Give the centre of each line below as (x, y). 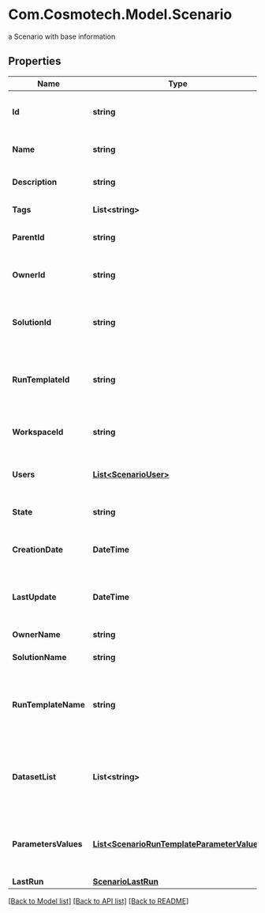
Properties (35, 61)
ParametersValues (47, 843)
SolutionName (39, 657)
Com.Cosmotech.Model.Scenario (120, 15)
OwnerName (36, 634)
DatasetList (34, 776)
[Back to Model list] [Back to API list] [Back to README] (99, 901)
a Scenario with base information (62, 36)
